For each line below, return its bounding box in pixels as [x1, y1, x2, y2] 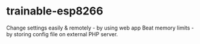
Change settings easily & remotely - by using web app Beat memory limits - [6, 24, 195, 31]
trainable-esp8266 [6, 4, 104, 18]
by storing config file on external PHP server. [6, 30, 118, 37]
